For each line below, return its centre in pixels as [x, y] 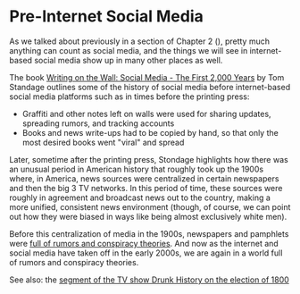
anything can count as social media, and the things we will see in [129, 50]
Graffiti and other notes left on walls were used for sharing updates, [146, 113]
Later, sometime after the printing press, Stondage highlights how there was [149, 159]
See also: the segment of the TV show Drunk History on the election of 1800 [150, 280]
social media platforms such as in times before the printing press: [129, 97]
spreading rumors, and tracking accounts [98, 123]
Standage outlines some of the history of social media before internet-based [150, 87]
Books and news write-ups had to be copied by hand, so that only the [150, 132]
